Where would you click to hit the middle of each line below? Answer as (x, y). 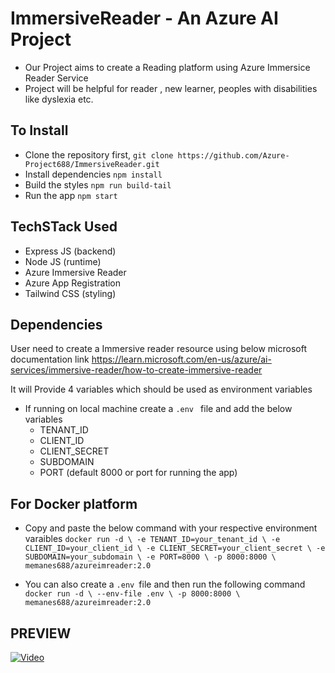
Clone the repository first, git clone (99, 154)
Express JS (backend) (70, 251)
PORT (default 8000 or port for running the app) (138, 473)
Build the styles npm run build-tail (98, 184)
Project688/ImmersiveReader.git (92, 164)
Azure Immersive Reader (75, 272)
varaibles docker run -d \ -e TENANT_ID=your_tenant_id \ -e (152, 539)
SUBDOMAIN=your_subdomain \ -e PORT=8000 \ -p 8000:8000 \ (150, 557)
